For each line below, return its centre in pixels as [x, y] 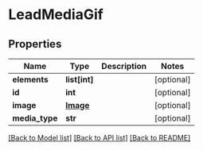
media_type [35, 118]
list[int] [79, 79]
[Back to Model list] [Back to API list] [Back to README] [100, 138]
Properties [35, 44]
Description [124, 66]
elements [31, 79]
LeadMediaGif [56, 15]
